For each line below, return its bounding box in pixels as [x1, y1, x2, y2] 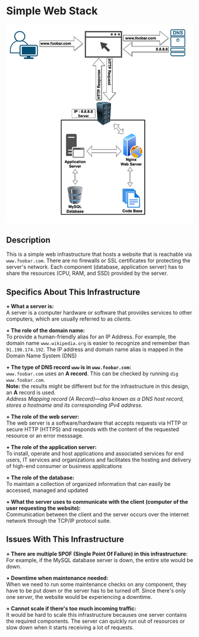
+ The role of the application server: [6, 443, 97, 450]
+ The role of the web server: [6, 413, 80, 420]
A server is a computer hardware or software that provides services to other [6, 309, 192, 316]
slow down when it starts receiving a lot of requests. [6, 623, 134, 631]
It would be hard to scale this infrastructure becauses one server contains [6, 611, 187, 618]
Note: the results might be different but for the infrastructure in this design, [6, 382, 190, 390]
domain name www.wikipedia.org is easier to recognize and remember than [6, 339, 190, 346]
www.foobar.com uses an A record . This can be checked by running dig [6, 370, 179, 377]
